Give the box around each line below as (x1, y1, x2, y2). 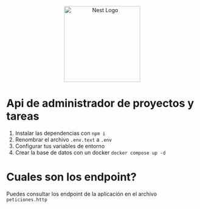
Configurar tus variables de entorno (15, 142, 105, 149)
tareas (6, 109, 40, 123)
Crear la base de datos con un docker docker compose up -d (15, 149, 166, 156)
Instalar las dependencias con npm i (15, 129, 106, 137)
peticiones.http (6, 196, 47, 203)
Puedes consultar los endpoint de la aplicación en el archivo (6, 190, 157, 197)
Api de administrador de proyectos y (6, 97, 195, 111)
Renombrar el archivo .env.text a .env (15, 135, 112, 143)
